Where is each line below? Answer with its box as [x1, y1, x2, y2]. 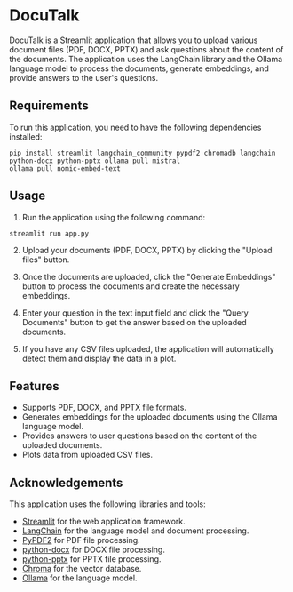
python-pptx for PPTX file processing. [21, 554, 162, 564]
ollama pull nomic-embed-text [9, 164, 122, 173]
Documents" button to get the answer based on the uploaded [21, 316, 247, 327]
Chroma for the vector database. [21, 564, 142, 574]
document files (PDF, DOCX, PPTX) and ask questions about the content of [9, 44, 284, 54]
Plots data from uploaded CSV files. [21, 450, 154, 460]
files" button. [21, 254, 70, 265]
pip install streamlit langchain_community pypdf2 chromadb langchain [9, 148, 276, 157]
